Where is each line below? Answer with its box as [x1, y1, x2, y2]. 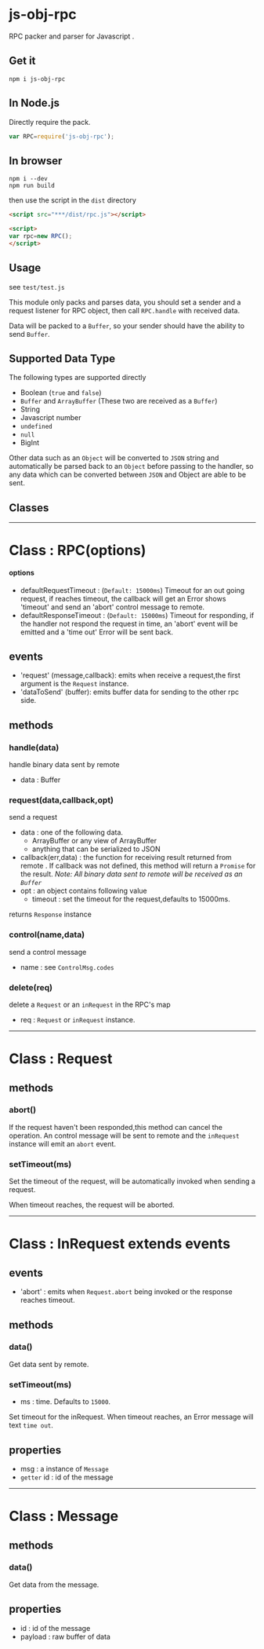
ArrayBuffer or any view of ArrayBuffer [31, 836, 157, 846]
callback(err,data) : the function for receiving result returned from [20, 853, 232, 862]
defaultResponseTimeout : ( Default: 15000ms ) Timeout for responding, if [20, 610, 255, 620]
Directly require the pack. [9, 117, 91, 126]
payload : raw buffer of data [20, 1632, 110, 1641]
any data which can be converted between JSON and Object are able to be [9, 470, 246, 480]
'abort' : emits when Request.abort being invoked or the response [20, 1287, 233, 1296]
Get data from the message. [9, 1580, 99, 1589]
